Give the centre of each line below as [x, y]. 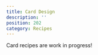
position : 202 [24, 23]
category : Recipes [29, 28]
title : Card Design [31, 12]
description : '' [26, 17]
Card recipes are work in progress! [49, 45]
